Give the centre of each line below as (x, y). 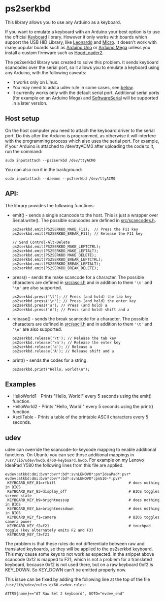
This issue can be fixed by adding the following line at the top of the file (78, 579)
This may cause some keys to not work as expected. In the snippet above (80, 554)
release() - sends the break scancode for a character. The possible (80, 318)
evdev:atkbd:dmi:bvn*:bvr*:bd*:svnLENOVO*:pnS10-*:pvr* (64, 479)
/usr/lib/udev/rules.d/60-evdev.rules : (46, 585)
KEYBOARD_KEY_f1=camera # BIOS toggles (83, 517)
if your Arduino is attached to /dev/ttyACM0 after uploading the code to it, (80, 146)
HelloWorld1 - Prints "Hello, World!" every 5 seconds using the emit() (82, 396)
